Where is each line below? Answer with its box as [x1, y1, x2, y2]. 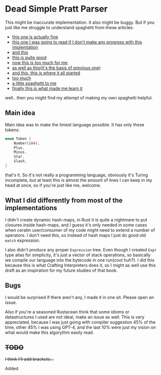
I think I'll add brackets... [5, 356, 54, 362]
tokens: [5, 127, 20, 133]
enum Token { [5, 136, 31, 141]
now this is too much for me [12, 60, 68, 65]
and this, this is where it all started [12, 70, 81, 76]
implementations [5, 204, 58, 212]
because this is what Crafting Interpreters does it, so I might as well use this [5, 262, 156, 268]
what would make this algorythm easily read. [5, 329, 94, 335]
